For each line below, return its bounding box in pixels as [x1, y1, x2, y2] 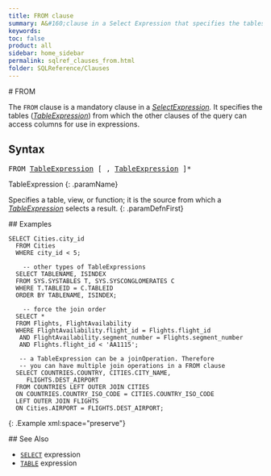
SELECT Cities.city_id [8, 235, 85, 243]
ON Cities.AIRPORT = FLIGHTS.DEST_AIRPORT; [15, 404, 164, 412]
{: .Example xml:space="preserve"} [8, 418, 127, 428]
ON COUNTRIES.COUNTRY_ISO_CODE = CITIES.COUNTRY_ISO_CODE [15, 390, 215, 398]
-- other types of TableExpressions [23, 263, 147, 271]
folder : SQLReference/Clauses [8, 65, 110, 73]
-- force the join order [23, 305, 106, 313]
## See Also [8, 433, 49, 444]
